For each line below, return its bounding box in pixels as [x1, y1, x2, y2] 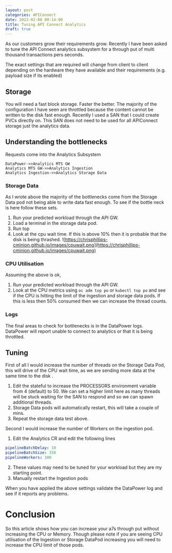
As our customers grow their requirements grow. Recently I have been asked [5, 41, 167, 47]
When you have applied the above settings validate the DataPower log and [5, 485, 163, 491]
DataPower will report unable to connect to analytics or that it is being [5, 328, 153, 334]
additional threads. [12, 399, 53, 406]
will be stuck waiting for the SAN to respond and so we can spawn [12, 394, 154, 400]
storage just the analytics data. [5, 123, 71, 129]
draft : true [5, 27, 31, 32]
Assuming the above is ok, [5, 272, 62, 278]
